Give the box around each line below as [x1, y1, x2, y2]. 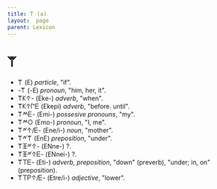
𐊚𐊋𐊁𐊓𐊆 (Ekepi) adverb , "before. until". [17, 102, 130, 111]
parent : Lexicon [7, 23, 55, 31]
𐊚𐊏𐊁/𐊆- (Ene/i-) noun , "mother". [17, 126, 113, 135]
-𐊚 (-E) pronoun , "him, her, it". [17, 86, 106, 94]
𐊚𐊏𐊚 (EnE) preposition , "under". [17, 134, 112, 143]
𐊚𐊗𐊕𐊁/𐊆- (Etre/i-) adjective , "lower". [17, 173, 126, 182]
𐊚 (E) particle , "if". [17, 78, 72, 87]
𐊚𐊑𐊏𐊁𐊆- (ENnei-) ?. [17, 150, 77, 158]
